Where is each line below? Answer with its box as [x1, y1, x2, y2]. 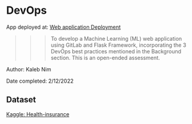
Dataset [6, 95, 36, 105]
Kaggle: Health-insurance [6, 110, 70, 117]
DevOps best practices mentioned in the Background [50, 47, 181, 55]
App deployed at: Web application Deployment [6, 23, 121, 31]
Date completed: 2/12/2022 [6, 77, 74, 84]
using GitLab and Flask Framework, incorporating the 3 [50, 41, 187, 49]
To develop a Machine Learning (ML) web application [50, 35, 182, 42]
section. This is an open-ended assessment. [50, 54, 160, 61]
